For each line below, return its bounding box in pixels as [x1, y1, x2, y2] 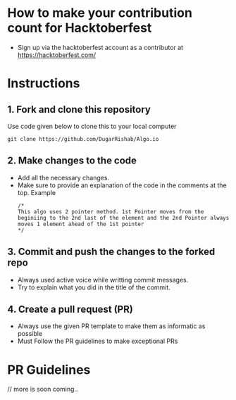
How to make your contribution [7, 5, 192, 21]
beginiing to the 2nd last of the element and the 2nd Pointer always [17, 214, 230, 221]
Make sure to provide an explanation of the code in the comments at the [17, 181, 227, 189]
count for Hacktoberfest [7, 20, 152, 36]
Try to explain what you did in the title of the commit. [17, 283, 170, 292]
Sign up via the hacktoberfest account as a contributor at [17, 43, 184, 51]
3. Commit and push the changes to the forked [7, 246, 216, 258]
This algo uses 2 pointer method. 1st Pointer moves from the [17, 208, 204, 215]
